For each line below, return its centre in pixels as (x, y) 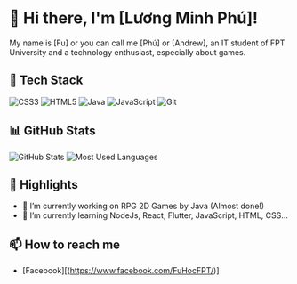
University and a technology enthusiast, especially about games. (128, 52)
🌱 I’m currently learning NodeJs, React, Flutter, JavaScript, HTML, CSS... (155, 215)
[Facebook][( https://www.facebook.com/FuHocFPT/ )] (120, 271)
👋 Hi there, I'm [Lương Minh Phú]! (134, 18)
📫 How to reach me (65, 244)
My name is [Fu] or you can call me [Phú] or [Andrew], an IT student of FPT (147, 43)
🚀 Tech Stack (46, 81)
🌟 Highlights (44, 185)
